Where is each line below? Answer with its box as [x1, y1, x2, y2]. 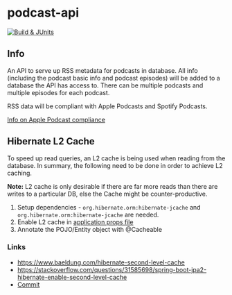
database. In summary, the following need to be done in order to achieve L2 [7, 161, 223, 169]
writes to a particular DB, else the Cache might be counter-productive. [7, 189, 208, 198]
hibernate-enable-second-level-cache [17, 273, 127, 281]
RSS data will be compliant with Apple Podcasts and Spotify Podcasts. [7, 102, 208, 110]
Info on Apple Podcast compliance [7, 115, 106, 124]
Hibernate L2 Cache [7, 135, 95, 147]
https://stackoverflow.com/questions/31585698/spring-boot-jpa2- [17, 265, 207, 273]
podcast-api [7, 5, 80, 21]
